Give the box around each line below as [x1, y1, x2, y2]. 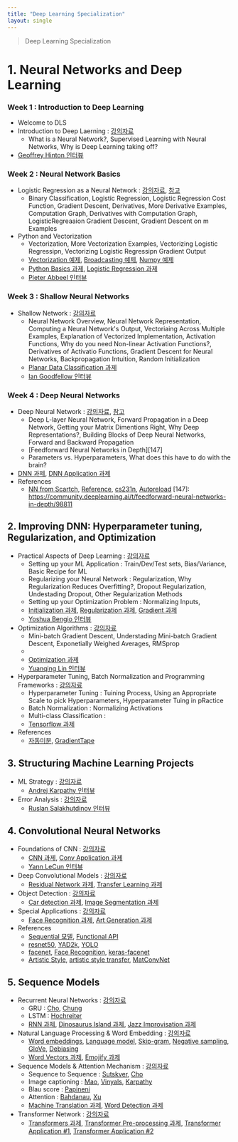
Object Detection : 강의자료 [17, 889, 96, 898]
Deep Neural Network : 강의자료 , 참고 [17, 407, 125, 415]
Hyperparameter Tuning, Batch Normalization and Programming [17, 672, 205, 680]
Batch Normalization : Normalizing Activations [28, 703, 163, 712]
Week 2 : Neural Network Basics [7, 169, 121, 179]
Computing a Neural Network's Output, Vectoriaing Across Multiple [28, 324, 225, 333]
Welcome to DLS [17, 118, 67, 127]
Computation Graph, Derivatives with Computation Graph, [28, 209, 198, 218]
